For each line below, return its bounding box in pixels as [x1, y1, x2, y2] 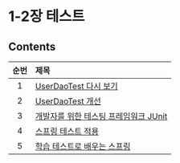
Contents [8, 39, 56, 53]
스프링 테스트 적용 [35, 126, 99, 137]
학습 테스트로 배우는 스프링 [35, 141, 131, 152]
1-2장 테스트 [8, 7, 85, 26]
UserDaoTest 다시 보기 [35, 81, 118, 92]
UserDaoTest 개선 [35, 96, 102, 107]
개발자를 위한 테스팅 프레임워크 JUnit [35, 111, 168, 121]
